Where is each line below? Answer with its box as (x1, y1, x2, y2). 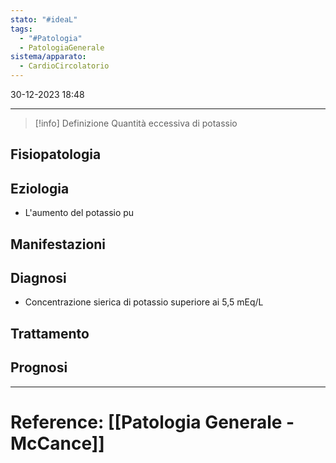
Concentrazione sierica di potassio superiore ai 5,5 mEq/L (24, 296, 264, 308)
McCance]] (10, 432, 105, 455)
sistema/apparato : (10, 52, 87, 62)
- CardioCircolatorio (19, 61, 110, 71)
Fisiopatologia (10, 146, 102, 163)
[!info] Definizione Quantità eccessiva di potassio (34, 117, 238, 129)
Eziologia (10, 180, 70, 197)
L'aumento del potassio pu (24, 207, 135, 219)
